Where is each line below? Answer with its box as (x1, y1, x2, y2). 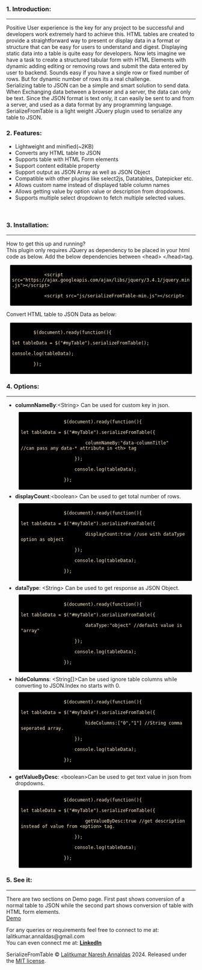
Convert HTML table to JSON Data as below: (6, 310, 117, 318)
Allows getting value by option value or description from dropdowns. (14, 188, 185, 195)
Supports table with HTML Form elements (14, 156, 119, 163)
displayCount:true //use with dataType (85, 531, 185, 537)
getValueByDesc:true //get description (85, 818, 185, 824)
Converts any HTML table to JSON (14, 149, 101, 156)
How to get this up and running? (6, 240, 86, 247)
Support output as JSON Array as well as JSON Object (14, 168, 150, 176)
